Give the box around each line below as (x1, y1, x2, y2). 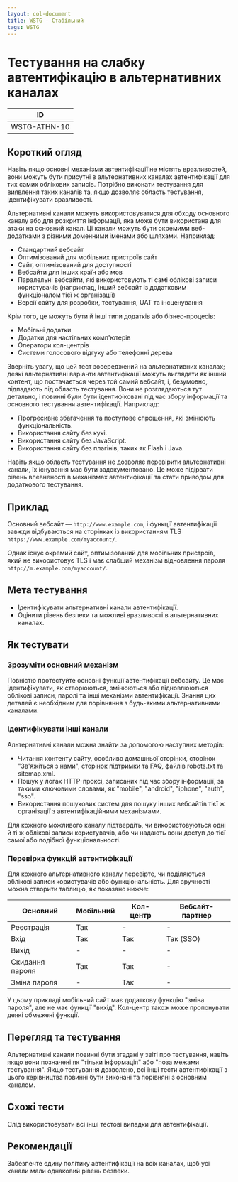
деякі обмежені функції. (7, 1011, 80, 1019)
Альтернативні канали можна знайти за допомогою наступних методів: (7, 740, 225, 749)
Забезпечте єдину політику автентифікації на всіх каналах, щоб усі (7, 1159, 210, 1168)
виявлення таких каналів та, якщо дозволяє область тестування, (7, 188, 204, 196)
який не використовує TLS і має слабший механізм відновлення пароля (7, 555, 226, 565)
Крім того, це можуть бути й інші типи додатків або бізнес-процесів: (7, 312, 216, 320)
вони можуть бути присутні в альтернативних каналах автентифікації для (7, 173, 230, 181)
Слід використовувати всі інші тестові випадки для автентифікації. (7, 1119, 209, 1128)
